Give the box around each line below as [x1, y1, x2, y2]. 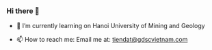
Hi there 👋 [6, 6, 40, 16]
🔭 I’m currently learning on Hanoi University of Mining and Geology [16, 22, 206, 30]
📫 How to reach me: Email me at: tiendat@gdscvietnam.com [16, 36, 188, 44]
